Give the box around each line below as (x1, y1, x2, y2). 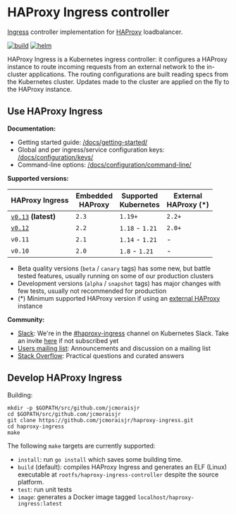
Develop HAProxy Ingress (7, 372, 123, 384)
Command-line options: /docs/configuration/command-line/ (17, 160, 192, 169)
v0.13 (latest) (11, 211, 56, 221)
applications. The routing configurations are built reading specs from (28, 70, 229, 78)
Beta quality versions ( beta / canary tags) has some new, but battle (17, 264, 211, 273)
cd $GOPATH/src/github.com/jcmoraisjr (7, 410, 121, 417)
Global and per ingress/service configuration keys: (17, 145, 165, 154)
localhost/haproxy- (137, 494, 195, 501)
